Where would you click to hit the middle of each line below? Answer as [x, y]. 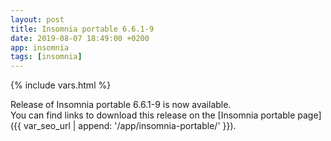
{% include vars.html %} [61, 85]
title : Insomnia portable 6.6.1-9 [82, 29]
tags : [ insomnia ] [46, 57]
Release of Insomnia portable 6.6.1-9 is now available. [121, 105]
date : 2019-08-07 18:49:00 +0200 [80, 38]
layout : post [37, 19]
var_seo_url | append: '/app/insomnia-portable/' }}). [130, 126]
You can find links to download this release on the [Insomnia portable [153, 115]
